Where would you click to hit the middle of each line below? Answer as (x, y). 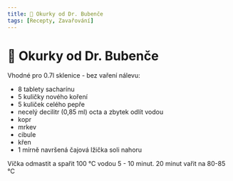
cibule (27, 135)
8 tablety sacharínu (46, 89)
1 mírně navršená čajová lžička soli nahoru (80, 150)
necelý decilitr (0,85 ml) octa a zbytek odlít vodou (90, 112)
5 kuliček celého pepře (51, 105)
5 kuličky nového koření (52, 97)
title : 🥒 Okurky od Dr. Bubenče (55, 14)
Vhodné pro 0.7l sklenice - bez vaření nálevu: (74, 76)
